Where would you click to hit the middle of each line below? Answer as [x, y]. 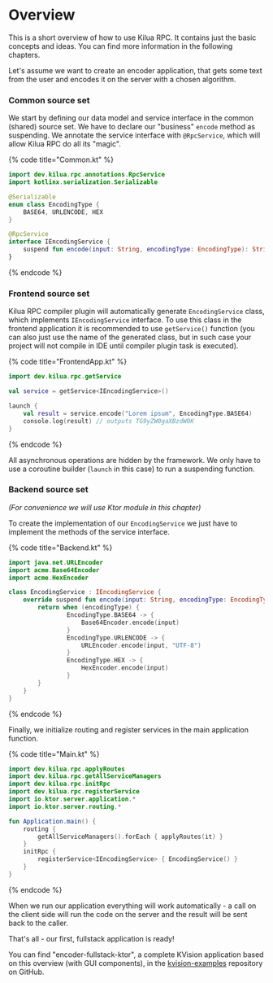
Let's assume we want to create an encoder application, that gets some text [135, 70]
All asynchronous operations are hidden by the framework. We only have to [135, 460]
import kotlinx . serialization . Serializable [83, 182]
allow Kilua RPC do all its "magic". [65, 144]
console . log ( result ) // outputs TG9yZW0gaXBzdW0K [109, 421]
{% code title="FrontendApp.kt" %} [68, 362]
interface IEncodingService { [60, 242]
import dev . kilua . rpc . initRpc [60, 784]
